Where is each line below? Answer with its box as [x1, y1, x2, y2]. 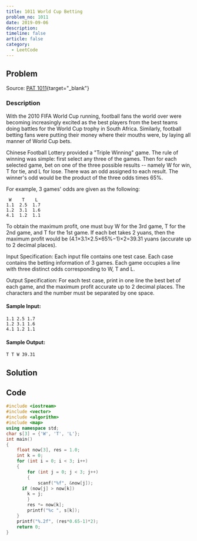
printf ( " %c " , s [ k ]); [27, 507, 81, 513]
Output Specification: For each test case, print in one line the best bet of [6, 276, 181, 283]
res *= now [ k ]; [27, 502, 65, 508]
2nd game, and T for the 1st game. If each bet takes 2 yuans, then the [6, 229, 175, 236]
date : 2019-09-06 [6, 19, 49, 25]
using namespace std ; [6, 425, 59, 431]
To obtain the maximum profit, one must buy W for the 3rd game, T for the [6, 222, 186, 230]
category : [6, 42, 31, 48]
